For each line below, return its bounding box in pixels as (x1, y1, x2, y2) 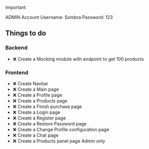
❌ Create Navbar (12, 80, 48, 86)
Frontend (5, 69, 29, 76)
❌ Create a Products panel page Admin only (12, 138, 106, 144)
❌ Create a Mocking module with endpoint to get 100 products (12, 56, 144, 62)
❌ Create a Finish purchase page (12, 103, 82, 109)
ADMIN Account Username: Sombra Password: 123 (5, 14, 113, 20)
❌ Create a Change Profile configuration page (12, 126, 110, 132)
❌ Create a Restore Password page (12, 120, 87, 127)
